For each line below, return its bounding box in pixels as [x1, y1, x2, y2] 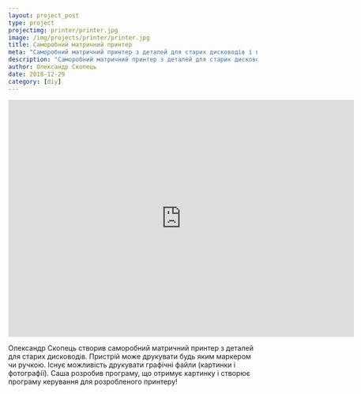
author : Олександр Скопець [8, 63, 97, 71]
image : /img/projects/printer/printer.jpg [8, 33, 150, 42]
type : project [8, 19, 55, 27]
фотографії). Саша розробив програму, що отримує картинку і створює [8, 368, 250, 377]
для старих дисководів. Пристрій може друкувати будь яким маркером [8, 351, 251, 361]
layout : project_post [8, 11, 80, 20]
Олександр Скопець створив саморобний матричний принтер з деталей [8, 343, 254, 352]
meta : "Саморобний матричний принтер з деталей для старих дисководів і [8, 48, 253, 56]
